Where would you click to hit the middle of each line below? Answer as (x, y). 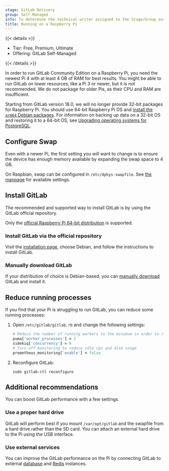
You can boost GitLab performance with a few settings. (62, 399)
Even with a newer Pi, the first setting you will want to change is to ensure (82, 154)
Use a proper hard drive (35, 412)
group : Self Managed (27, 15)
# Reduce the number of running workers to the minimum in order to (86, 334)
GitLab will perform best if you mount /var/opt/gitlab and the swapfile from (84, 423)
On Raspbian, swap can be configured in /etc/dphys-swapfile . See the (78, 174)
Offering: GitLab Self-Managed (45, 54)
